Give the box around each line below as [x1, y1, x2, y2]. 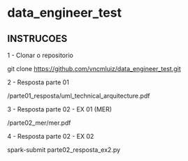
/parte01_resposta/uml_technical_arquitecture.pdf [7, 92, 150, 100]
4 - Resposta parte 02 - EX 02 [7, 132, 94, 140]
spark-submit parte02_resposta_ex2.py [7, 146, 121, 154]
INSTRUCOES [7, 33, 68, 45]
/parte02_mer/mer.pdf [7, 118, 71, 127]
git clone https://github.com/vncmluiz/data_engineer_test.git [7, 65, 181, 72]
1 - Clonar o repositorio [7, 51, 73, 59]
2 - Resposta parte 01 [7, 78, 70, 86]
